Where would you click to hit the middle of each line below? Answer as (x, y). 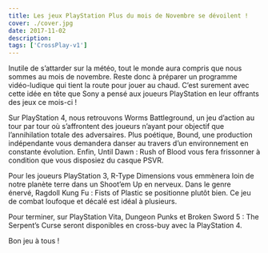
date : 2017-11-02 (37, 30)
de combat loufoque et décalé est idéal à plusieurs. (93, 202)
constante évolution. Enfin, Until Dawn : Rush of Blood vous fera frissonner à (134, 152)
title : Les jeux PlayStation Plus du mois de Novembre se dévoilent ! (128, 16)
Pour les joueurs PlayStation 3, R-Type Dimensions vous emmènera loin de (131, 176)
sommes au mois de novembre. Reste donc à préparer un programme (123, 77)
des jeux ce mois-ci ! (43, 102)
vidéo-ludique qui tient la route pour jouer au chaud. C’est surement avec (129, 86)
